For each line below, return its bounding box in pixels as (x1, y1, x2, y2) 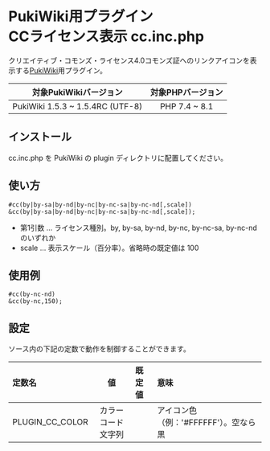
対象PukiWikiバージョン (31, 86, 123, 97)
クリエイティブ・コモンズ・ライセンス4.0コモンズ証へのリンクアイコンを (8, 55, 251, 65)
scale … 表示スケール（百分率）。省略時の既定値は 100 (19, 243, 199, 252)
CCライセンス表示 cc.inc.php (8, 27, 205, 46)
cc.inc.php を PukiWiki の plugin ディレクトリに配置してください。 (8, 153, 228, 162)
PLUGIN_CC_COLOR (12, 416, 88, 428)
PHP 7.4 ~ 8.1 (159, 100, 214, 112)
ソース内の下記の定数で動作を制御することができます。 (8, 344, 190, 354)
